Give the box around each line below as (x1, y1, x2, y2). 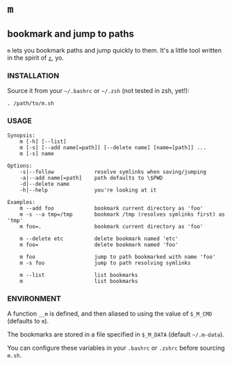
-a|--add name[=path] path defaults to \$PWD (19, 174, 163, 181)
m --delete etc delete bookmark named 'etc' (19, 235, 179, 242)
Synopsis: (7, 132, 36, 139)
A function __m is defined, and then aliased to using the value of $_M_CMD (7, 309, 213, 318)
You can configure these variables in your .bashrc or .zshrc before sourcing (7, 343, 225, 352)
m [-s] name (19, 150, 54, 157)
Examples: (7, 198, 36, 205)
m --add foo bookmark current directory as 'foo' (19, 205, 204, 212)
